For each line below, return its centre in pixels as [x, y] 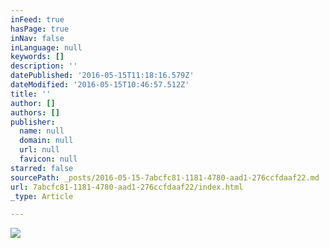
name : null [42, 131]
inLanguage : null [46, 47]
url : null [39, 150]
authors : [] [35, 112]
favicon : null [48, 159]
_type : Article [42, 196]
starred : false [42, 168]
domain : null [46, 141]
